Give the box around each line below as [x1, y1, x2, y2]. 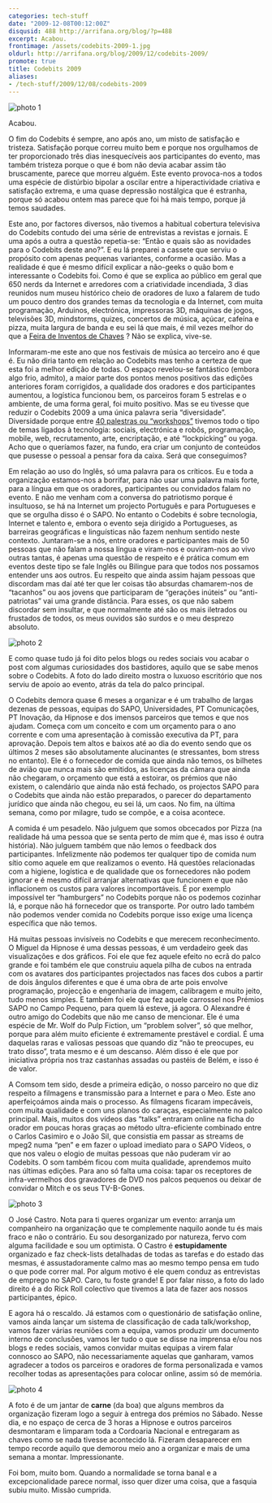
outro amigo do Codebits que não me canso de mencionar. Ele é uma [8, 1012, 240, 1022]
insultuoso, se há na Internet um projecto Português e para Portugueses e [8, 501, 256, 511]
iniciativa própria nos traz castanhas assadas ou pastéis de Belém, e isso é [8, 1055, 259, 1065]
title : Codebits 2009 [8, 65, 82, 73]
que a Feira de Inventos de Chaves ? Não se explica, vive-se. [8, 331, 213, 341]
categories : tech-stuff [8, 11, 89, 20]
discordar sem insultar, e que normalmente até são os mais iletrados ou [8, 604, 248, 614]
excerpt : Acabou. [8, 34, 67, 43]
